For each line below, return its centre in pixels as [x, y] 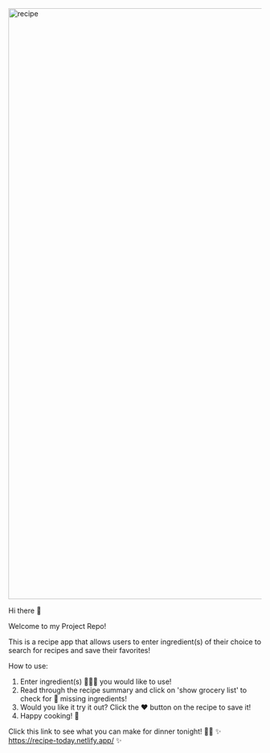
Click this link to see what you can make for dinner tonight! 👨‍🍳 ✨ [115, 731]
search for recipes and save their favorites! [80, 650]
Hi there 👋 [25, 610]
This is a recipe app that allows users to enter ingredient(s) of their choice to [135, 642]
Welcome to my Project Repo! [57, 626]
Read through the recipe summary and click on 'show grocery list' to [133, 690]
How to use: [28, 666]
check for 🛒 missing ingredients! [73, 699]
